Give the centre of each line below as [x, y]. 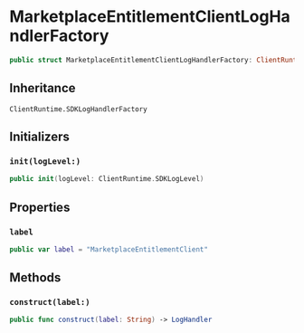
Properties [40, 207]
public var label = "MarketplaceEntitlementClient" [109, 249]
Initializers [40, 137]
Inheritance [43, 88]
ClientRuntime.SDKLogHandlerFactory [78, 109]
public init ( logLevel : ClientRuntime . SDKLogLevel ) [107, 179]
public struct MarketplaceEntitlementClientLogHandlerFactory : [131, 60]
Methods [35, 278]
